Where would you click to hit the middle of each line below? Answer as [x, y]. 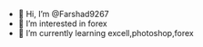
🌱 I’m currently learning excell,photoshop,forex [106, 33]
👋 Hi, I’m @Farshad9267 [63, 14]
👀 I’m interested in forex [62, 23]
